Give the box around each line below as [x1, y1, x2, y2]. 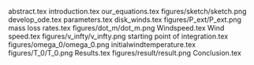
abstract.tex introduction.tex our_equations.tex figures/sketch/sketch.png [8, 7, 247, 16]
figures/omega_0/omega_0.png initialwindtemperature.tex [8, 40, 196, 49]
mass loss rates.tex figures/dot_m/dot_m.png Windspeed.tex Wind [8, 23, 225, 32]
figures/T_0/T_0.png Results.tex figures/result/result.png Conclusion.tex [8, 49, 242, 57]
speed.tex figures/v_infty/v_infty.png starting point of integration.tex [8, 31, 229, 41]
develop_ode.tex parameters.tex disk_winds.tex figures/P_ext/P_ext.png [8, 15, 242, 24]
